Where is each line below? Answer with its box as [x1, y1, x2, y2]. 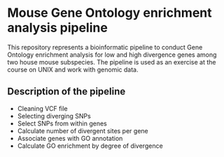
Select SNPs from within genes [17, 119, 107, 128]
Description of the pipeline [7, 86, 126, 97]
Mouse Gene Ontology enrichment [7, 5, 212, 21]
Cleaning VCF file [17, 104, 68, 113]
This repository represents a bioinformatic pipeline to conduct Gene [7, 43, 203, 51]
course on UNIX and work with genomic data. [7, 65, 139, 74]
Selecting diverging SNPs [17, 111, 91, 120]
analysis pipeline [7, 20, 108, 36]
